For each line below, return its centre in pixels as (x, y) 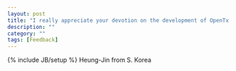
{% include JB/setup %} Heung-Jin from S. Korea (79, 60)
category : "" (26, 33)
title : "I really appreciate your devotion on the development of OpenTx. (120, 20)
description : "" (31, 27)
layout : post (26, 14)
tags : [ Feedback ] (33, 40)
